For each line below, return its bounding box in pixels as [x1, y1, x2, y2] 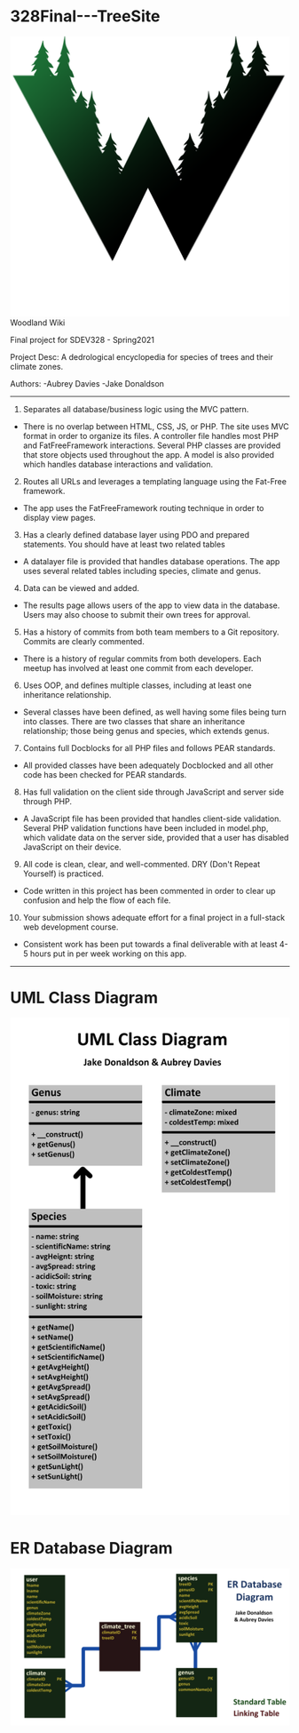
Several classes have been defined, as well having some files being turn [22, 707, 287, 717]
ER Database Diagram [10, 1538, 173, 1559]
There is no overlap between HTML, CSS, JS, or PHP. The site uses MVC [22, 420, 289, 432]
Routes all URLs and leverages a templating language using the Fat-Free [22, 475, 287, 486]
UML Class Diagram [10, 988, 159, 1008]
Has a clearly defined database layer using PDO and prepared [22, 529, 250, 539]
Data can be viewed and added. [22, 582, 140, 593]
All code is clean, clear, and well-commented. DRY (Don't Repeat [22, 859, 261, 869]
